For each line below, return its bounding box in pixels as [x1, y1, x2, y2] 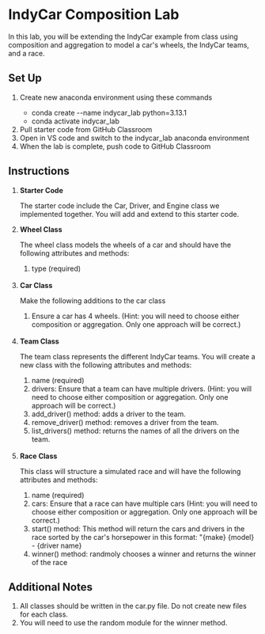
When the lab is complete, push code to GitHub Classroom [19, 141, 211, 151]
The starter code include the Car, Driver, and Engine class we [19, 200, 220, 211]
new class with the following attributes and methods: [19, 360, 192, 370]
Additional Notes [8, 580, 93, 594]
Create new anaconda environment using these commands [19, 93, 213, 102]
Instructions [8, 165, 70, 178]
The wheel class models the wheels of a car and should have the [19, 240, 232, 249]
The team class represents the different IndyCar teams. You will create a [19, 351, 256, 361]
